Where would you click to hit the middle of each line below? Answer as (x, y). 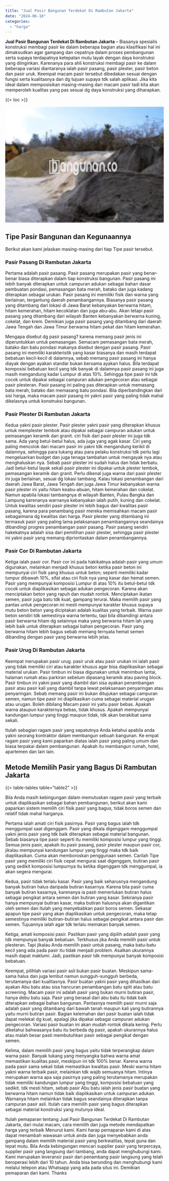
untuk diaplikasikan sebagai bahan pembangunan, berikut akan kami (76, 802)
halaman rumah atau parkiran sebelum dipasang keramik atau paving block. (84, 677)
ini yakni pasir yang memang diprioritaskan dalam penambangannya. (76, 538)
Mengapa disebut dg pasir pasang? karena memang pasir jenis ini (73, 337)
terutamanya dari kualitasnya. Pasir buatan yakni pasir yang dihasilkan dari (82, 981)
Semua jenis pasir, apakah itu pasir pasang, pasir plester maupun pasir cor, (83, 844)
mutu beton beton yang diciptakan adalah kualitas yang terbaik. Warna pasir (84, 610)
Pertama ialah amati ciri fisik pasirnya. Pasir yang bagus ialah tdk (72, 823)
